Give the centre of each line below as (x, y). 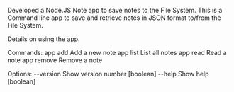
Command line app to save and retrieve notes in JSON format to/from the (114, 18)
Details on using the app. (44, 39)
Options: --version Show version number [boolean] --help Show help (108, 74)
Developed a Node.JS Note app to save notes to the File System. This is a (115, 10)
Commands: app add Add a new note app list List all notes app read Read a (117, 53)
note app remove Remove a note (55, 60)
